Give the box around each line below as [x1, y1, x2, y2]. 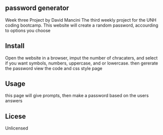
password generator [5, 4, 69, 12]
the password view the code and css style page [5, 65, 103, 71]
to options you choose [5, 27, 51, 34]
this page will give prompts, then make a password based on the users [5, 93, 149, 99]
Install [5, 42, 25, 50]
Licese [5, 112, 26, 120]
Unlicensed [5, 125, 29, 131]
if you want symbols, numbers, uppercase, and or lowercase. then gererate [5, 60, 158, 66]
